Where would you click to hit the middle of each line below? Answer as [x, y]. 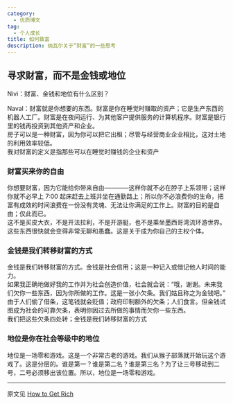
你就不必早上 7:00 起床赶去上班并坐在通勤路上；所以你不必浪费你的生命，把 [115, 196]
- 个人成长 [27, 33]
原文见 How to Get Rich [41, 394]
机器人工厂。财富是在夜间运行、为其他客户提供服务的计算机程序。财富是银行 [116, 117]
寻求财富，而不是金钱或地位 [67, 76]
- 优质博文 [27, 20]
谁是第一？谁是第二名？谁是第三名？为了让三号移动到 [137, 364]
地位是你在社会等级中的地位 [53, 339]
